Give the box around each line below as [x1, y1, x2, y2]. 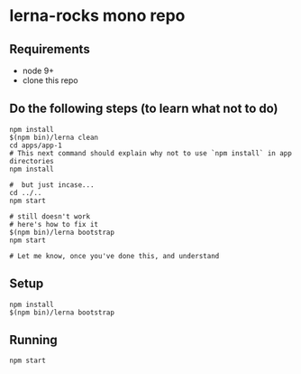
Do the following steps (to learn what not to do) [9, 101, 278, 117]
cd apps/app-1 [9, 141, 63, 150]
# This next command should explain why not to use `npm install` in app [9, 148, 293, 158]
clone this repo [22, 75, 78, 86]
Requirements [9, 42, 90, 57]
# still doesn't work [9, 211, 91, 221]
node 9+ [22, 65, 55, 76]
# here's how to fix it [9, 220, 99, 229]
